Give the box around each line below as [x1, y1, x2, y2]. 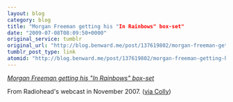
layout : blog [7, 10, 45, 17]
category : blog [7, 17, 51, 23]
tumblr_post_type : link [7, 49, 76, 56]
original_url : [7, 42, 49, 49]
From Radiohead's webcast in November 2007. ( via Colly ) [7, 87, 171, 95]
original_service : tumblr [7, 36, 82, 43]
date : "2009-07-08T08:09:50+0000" [7, 29, 107, 37]
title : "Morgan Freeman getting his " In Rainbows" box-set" [7, 23, 185, 30]
